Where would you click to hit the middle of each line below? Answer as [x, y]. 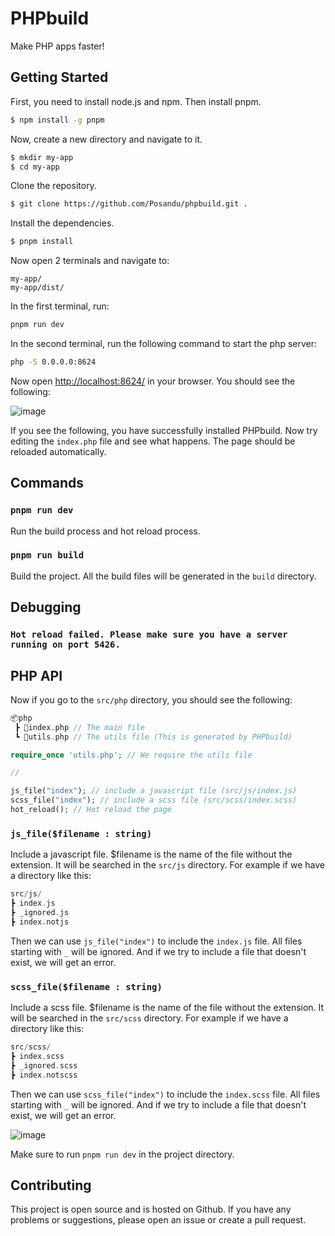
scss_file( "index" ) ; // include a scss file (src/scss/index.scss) [154, 800]
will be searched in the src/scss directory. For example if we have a [149, 1018]
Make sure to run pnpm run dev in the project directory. [122, 1154]
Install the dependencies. [62, 223]
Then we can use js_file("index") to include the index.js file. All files [156, 941]
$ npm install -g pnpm [57, 120]
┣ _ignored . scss [44, 1065]
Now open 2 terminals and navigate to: [90, 261]
